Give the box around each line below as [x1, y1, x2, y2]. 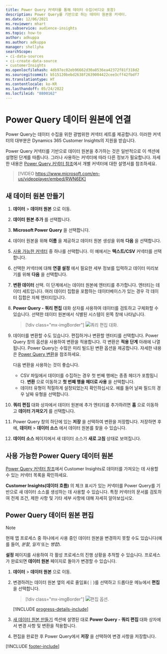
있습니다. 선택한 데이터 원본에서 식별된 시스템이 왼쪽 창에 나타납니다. [12, 312, 146, 318]
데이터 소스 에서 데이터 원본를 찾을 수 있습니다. [37, 425, 127, 431]
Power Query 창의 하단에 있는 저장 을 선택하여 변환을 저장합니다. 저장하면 [12, 419, 157, 425]
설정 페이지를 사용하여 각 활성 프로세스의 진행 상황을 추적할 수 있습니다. [5, 552, 144, 558]
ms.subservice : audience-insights [5, 26, 78, 31]
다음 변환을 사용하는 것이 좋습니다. [12, 362, 80, 368]
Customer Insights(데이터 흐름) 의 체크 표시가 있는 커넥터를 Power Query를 [5, 482, 156, 488]
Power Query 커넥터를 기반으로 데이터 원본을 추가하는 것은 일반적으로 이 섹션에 [5, 148, 160, 154]
